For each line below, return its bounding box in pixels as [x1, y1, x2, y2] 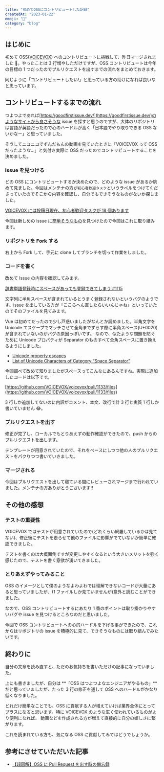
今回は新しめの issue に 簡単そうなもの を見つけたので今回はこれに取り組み [5, 218, 155, 224]
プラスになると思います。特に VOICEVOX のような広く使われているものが [5, 709, 152, 715]
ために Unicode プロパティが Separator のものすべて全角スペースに [5, 337, 140, 342]
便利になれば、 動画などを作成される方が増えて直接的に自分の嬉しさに [9, 715, 152, 721]
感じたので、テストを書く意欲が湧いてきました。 [5, 557, 103, 563]
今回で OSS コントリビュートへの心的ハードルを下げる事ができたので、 [5, 622, 149, 628]
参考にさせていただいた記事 [5, 747, 89, 756]
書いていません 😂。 [5, 405, 45, 411]
